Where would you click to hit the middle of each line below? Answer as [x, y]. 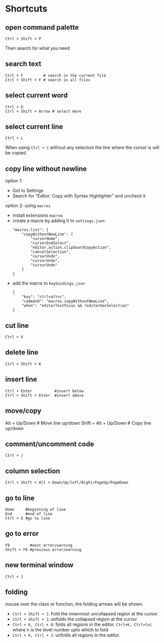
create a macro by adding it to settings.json [58, 221]
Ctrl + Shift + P [23, 39]
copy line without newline [46, 169]
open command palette [42, 27]
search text [23, 64]
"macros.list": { [30, 230]
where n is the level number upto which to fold [60, 630]
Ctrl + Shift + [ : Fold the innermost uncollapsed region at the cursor [85, 614]
